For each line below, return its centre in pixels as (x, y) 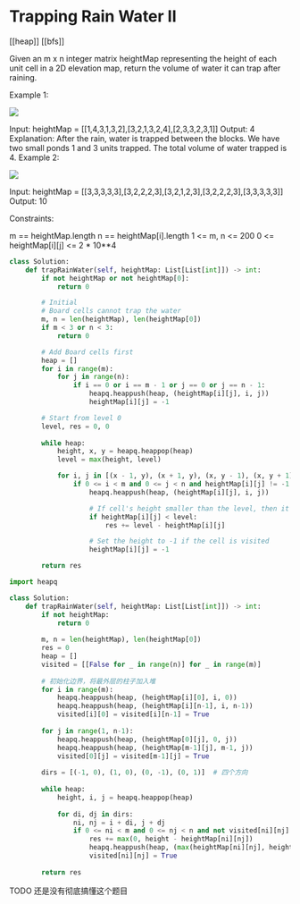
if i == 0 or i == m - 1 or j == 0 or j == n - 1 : (169, 385)
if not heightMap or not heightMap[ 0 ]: (116, 278)
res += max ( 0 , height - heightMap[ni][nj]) (171, 839)
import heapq (33, 582)
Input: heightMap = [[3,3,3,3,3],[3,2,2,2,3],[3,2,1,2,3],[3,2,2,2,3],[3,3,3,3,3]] (146, 191)
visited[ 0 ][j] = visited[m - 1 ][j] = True (133, 756)
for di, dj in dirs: (95, 814)
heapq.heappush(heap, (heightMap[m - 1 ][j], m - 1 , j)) (155, 748)
